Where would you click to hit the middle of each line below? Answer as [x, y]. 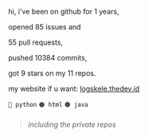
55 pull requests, [36, 42]
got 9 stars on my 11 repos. [52, 73]
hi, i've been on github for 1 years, [64, 12]
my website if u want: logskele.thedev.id [74, 88]
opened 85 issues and [45, 27]
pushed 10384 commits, [48, 58]
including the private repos [72, 124]
